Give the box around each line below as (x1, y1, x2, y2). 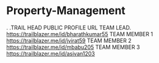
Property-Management (6, 4, 126, 18)
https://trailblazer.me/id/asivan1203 (6, 50, 96, 57)
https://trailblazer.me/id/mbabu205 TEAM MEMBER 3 (6, 43, 140, 51)
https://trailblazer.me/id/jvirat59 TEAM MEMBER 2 (6, 37, 132, 44)
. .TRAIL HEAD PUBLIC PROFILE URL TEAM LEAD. (6, 24, 132, 31)
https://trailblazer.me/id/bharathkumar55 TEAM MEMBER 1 (6, 30, 154, 37)
